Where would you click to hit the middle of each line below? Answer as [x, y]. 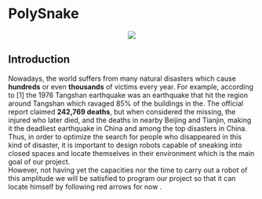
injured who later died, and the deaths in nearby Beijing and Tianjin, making [130, 120]
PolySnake [44, 14]
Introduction [39, 60]
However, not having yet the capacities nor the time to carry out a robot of [128, 170]
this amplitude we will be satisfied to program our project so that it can [122, 178]
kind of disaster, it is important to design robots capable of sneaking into [125, 145]
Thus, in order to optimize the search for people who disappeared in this [125, 136]
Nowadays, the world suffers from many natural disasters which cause [122, 78]
